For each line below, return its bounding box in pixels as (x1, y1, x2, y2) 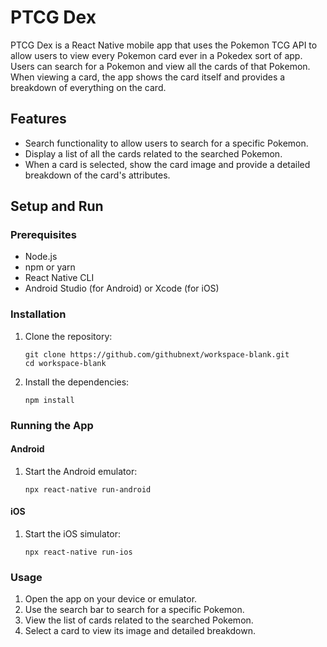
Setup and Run (10, 198, 104, 215)
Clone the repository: (24, 330, 113, 342)
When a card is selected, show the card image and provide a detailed (24, 158, 311, 170)
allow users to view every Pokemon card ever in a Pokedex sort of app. (10, 49, 303, 61)
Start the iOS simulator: (24, 528, 121, 540)
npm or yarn (24, 261, 76, 273)
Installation (10, 307, 67, 321)
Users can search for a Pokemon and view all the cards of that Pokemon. (10, 60, 311, 72)
